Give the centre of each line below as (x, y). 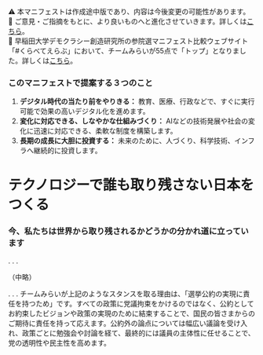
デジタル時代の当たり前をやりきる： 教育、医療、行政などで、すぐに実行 (137, 101)
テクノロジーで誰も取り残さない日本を (131, 185)
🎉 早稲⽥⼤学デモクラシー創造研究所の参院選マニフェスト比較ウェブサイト (128, 41)
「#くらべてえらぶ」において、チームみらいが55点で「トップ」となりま (124, 51)
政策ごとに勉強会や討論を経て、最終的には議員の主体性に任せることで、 (139, 333)
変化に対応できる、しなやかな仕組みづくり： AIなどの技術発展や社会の (134, 121)
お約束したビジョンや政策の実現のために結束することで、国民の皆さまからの (132, 313)
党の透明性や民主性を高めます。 (60, 342)
